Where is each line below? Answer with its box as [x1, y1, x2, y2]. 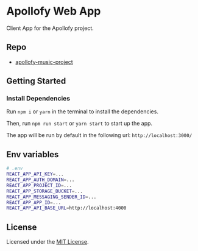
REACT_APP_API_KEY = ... [6, 171, 64, 177]
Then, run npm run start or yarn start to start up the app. [6, 120, 153, 127]
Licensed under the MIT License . [6, 238, 89, 246]
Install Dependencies [6, 94, 71, 103]
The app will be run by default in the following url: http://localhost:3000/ [6, 132, 193, 139]
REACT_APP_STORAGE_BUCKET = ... [6, 188, 83, 194]
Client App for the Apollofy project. [6, 24, 94, 32]
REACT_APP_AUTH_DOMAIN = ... [6, 177, 75, 183]
